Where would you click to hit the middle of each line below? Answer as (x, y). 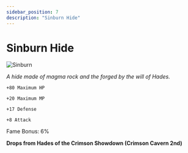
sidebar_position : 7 (33, 12)
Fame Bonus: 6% (28, 132)
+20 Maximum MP (26, 99)
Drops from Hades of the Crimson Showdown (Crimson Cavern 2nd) (94, 143)
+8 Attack (19, 120)
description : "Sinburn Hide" (43, 18)
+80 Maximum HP (26, 88)
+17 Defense (21, 110)
